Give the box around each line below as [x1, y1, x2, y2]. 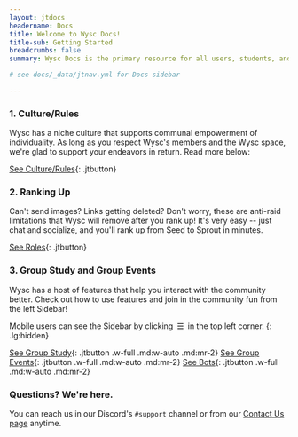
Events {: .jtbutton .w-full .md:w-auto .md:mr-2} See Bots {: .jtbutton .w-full [9, 356, 279, 367]
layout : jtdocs [9, 12, 66, 22]
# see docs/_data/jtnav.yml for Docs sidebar [9, 70, 180, 80]
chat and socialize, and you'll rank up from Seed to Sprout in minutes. [9, 225, 263, 235]
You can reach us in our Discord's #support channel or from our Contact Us [9, 409, 285, 419]
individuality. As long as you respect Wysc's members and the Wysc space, [9, 137, 286, 147]
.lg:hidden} [9, 330, 50, 340]
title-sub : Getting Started [9, 37, 114, 47]
